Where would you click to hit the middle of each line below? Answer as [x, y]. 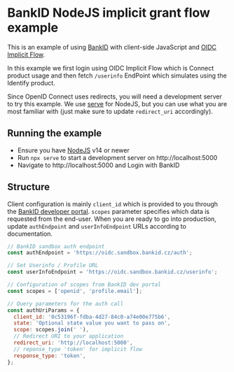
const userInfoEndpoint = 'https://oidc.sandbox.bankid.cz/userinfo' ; [112, 272]
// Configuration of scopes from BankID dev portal [84, 285]
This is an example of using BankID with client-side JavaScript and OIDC [112, 47]
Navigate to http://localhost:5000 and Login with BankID [98, 165]
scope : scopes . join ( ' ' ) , [51, 330]
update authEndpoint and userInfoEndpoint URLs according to [97, 226]
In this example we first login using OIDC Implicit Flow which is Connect [111, 68]
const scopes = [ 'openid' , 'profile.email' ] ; [75, 291]
